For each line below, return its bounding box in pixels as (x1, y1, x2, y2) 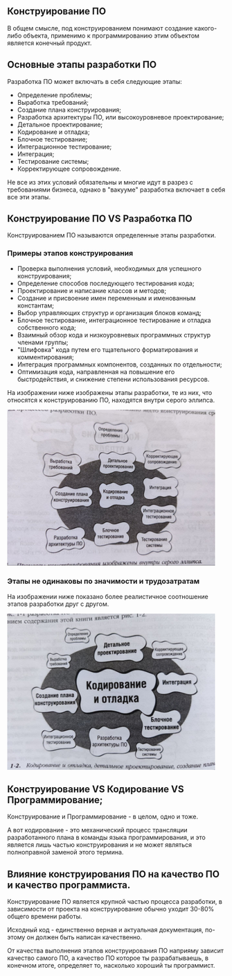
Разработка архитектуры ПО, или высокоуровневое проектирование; (17, 112, 224, 121)
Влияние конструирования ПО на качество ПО (7, 868, 220, 880)
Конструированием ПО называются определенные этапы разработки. (7, 231, 216, 239)
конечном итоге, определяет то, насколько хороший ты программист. (7, 961, 215, 970)
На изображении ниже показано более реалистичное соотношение (7, 592, 209, 600)
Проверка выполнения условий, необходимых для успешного (17, 264, 202, 273)
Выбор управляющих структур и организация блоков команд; (17, 308, 202, 317)
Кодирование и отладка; (17, 128, 90, 136)
